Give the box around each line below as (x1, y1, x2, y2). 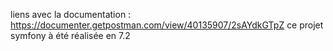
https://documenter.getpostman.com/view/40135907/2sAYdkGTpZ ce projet (10, 19, 324, 31)
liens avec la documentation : (10, 9, 132, 20)
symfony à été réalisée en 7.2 (10, 30, 131, 41)
